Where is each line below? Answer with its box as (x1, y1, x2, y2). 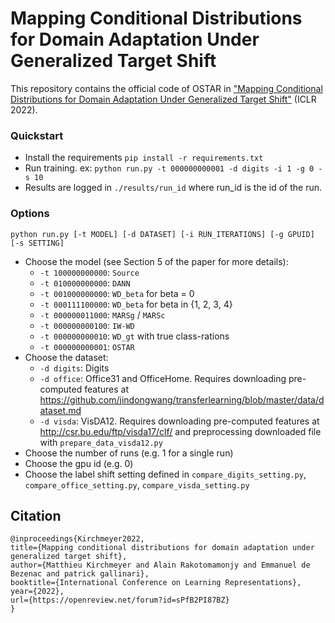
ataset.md (39, 404, 82, 416)
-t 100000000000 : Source (39, 266, 140, 278)
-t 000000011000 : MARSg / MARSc (39, 308, 166, 321)
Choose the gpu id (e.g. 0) (24, 457, 134, 469)
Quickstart (10, 128, 64, 142)
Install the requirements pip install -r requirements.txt (24, 152, 264, 164)
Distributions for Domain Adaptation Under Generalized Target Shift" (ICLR (10, 93, 317, 105)
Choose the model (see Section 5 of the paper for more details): (24, 255, 289, 267)
